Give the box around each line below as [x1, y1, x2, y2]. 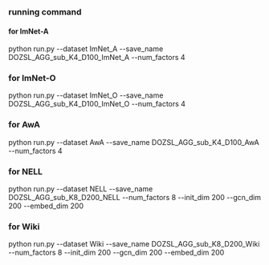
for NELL [8, 166, 43, 177]
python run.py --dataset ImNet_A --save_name [8, 44, 164, 54]
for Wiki [8, 221, 40, 232]
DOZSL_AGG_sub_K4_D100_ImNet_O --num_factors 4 [8, 99, 186, 109]
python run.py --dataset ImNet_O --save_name [8, 90, 164, 100]
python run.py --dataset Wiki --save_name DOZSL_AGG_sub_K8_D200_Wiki [8, 239, 260, 249]
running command [8, 6, 82, 18]
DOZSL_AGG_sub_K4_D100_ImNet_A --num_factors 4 [8, 53, 186, 62]
